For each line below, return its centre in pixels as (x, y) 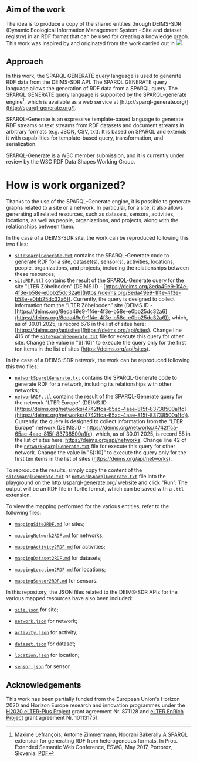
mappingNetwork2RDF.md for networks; (59, 535)
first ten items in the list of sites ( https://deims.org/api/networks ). (93, 459)
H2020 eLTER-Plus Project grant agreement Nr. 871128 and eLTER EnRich (95, 712)
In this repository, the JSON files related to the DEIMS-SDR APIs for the (92, 592)
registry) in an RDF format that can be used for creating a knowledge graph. (98, 36)
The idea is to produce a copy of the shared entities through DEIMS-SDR (94, 23)
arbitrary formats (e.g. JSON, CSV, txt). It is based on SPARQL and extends (96, 132)
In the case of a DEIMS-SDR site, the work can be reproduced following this (98, 238)
